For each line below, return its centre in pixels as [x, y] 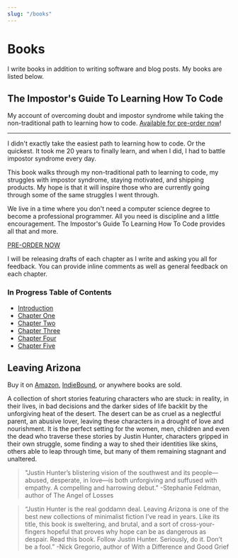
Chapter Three [39, 330]
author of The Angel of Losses [69, 496]
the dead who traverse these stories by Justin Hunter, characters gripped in [118, 437]
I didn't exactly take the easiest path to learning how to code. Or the [106, 143]
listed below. [26, 76]
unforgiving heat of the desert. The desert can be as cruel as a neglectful [114, 414]
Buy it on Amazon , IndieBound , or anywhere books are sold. [95, 385]
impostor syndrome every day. [52, 159]
